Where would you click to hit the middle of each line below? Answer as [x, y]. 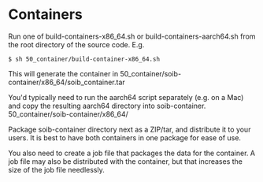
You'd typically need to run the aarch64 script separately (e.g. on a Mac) [126, 97]
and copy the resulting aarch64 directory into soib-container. [107, 106]
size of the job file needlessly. [56, 169]
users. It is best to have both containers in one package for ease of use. [125, 137]
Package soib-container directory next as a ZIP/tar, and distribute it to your [130, 129]
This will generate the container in [63, 73]
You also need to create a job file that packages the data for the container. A [132, 153]
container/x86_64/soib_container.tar [67, 82]
